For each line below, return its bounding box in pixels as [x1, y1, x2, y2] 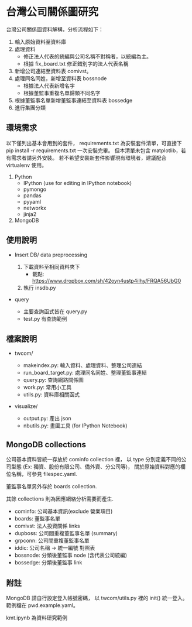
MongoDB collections [6, 440, 87, 450]
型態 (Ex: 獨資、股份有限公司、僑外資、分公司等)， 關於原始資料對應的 [11, 463, 181, 470]
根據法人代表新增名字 [23, 82, 75, 89]
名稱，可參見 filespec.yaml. [11, 471, 77, 478]
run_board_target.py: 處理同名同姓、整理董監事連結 [23, 369, 148, 376]
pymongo [23, 186, 47, 193]
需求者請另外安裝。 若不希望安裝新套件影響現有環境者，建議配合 [11, 154, 167, 161]
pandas [23, 191, 42, 199]
